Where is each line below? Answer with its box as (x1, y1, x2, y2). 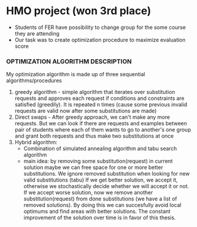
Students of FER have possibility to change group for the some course (14, 24, 186, 31)
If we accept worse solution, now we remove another (23, 189, 153, 196)
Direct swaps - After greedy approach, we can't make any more (14, 113, 170, 121)
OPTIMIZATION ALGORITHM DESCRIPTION (6, 57, 132, 66)
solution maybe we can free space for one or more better (23, 164, 163, 171)
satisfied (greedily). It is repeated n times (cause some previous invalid (14, 101, 188, 108)
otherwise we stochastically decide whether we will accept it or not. (23, 183, 189, 190)
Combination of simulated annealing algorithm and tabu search (23, 145, 177, 152)
